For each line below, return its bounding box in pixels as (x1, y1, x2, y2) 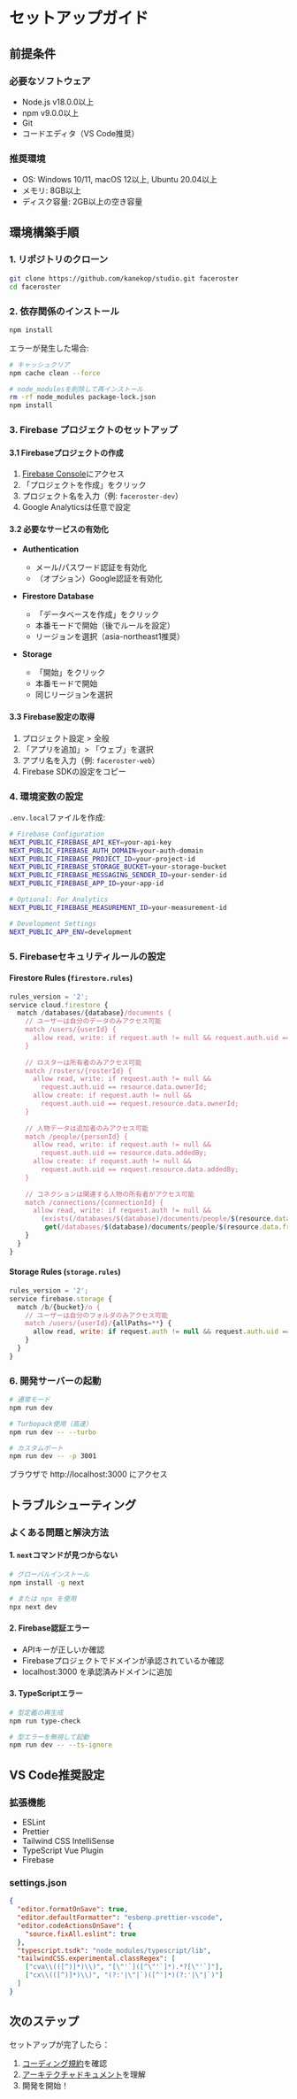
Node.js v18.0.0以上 (21, 96, 95, 107)
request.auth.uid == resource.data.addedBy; (41, 1148, 208, 1158)
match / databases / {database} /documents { (17, 1008, 172, 1018)
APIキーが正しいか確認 (21, 1644, 105, 1655)
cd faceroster (9, 282, 62, 291)
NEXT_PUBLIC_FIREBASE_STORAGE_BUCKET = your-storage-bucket (9, 862, 227, 872)
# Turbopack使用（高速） (9, 1419, 93, 1428)
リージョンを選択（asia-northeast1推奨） (34, 631, 186, 642)
